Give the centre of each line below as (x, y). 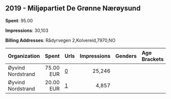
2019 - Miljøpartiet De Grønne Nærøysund (73, 8)
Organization (24, 56)
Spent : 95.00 (19, 20)
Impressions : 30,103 (27, 30)
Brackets (153, 59)
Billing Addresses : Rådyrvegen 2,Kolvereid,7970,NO (60, 40)
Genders (126, 56)
